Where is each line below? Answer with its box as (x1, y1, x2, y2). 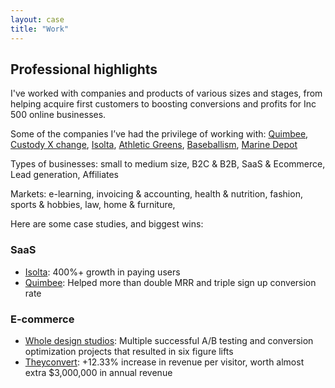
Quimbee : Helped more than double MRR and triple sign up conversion (24, 276, 317, 288)
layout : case (10, 14, 65, 25)
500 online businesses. (10, 109, 107, 121)
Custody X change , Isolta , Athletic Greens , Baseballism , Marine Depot (10, 139, 298, 151)
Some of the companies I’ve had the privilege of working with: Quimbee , (10, 128, 309, 140)
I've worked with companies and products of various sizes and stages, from (10, 87, 323, 100)
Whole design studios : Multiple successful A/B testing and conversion (24, 334, 314, 346)
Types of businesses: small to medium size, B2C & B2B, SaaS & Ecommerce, (10, 158, 326, 170)
